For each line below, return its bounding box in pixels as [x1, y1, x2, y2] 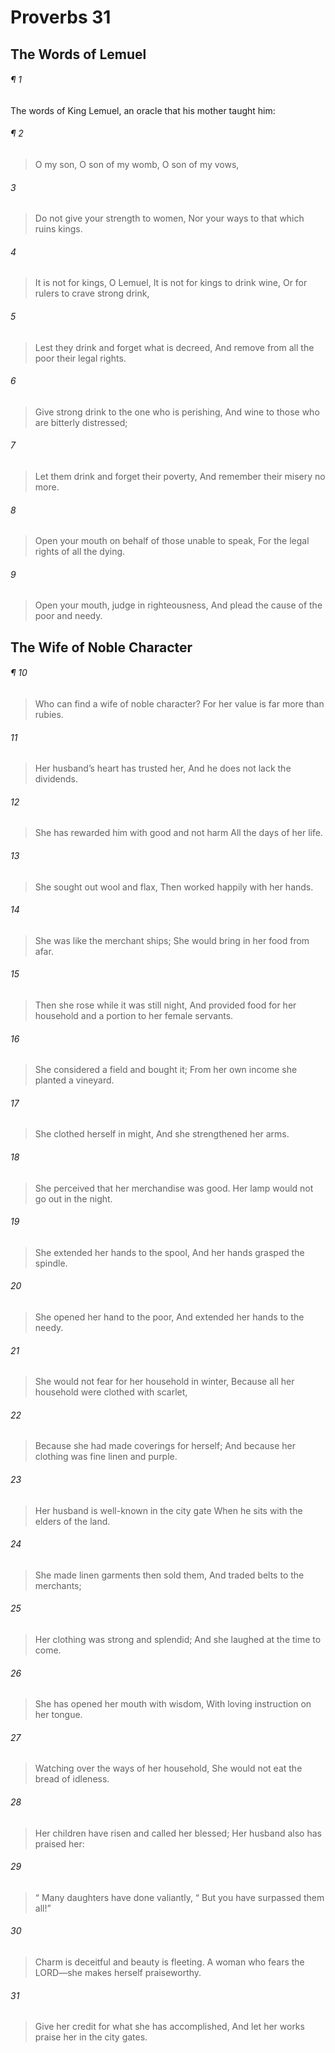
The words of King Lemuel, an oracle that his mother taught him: [10, 104, 276, 116]
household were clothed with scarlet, [34, 1386, 188, 1398]
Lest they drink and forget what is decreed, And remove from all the [34, 341, 315, 353]
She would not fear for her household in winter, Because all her [34, 1376, 295, 1388]
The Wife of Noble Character [10, 639, 193, 656]
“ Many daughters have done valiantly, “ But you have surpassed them [34, 1891, 325, 1903]
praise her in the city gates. [34, 2031, 148, 2043]
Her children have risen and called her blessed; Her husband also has [34, 1827, 322, 1839]
